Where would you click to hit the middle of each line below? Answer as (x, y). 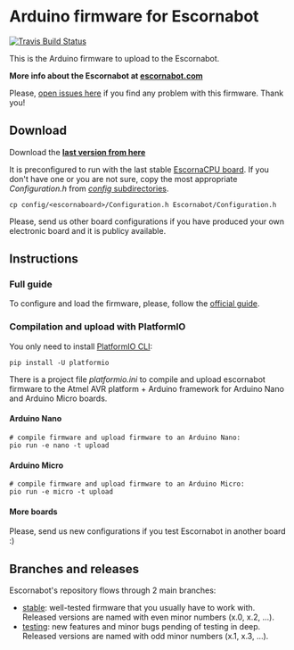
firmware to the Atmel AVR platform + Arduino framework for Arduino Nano (147, 388)
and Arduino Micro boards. (58, 398)
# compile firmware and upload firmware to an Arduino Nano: (125, 437)
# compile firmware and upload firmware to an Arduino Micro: (127, 484)
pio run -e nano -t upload (59, 445)
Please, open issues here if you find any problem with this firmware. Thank (147, 93)
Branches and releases (74, 569)
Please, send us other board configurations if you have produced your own (147, 221)
